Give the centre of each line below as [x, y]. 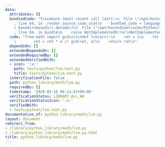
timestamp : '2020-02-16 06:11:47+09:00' [51, 92]
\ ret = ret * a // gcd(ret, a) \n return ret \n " [76, 42]
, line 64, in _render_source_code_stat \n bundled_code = [78, 23]
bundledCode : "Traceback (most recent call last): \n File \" [74, 19]
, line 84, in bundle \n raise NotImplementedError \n [72, 32]
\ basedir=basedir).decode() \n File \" [56, 28]
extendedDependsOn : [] [33, 50]
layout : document [23, 119]
